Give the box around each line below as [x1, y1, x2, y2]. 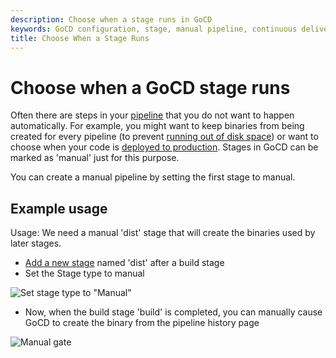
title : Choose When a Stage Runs [10, 33, 150, 43]
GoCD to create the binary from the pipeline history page [24, 317, 260, 329]
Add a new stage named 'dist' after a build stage [24, 257, 225, 269]
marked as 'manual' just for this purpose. [10, 152, 180, 164]
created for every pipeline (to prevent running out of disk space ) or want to [10, 131, 319, 143]
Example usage [10, 200, 108, 217]
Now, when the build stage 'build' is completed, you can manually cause [24, 306, 323, 318]
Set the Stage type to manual [24, 267, 145, 280]
